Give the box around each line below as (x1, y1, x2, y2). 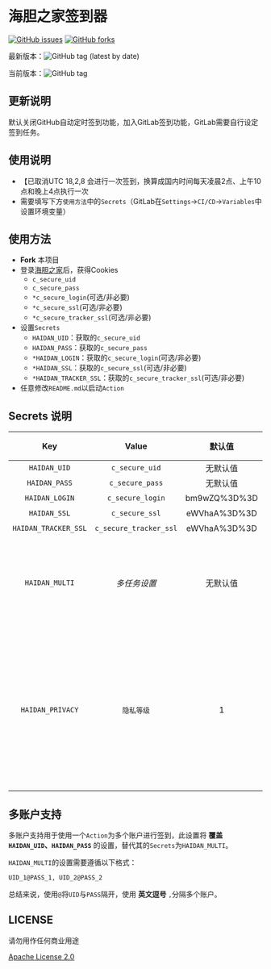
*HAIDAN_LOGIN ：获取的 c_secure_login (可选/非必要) (31, 353, 202, 363)
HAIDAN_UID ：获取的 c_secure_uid (31, 332, 141, 343)
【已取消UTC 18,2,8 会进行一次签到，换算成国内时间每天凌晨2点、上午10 (19, 176, 261, 186)
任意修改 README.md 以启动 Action (19, 383, 125, 393)
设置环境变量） (19, 207, 70, 216)
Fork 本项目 (19, 255, 60, 265)
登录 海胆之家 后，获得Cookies (19, 265, 119, 275)
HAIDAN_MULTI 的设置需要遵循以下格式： (8, 858, 137, 867)
